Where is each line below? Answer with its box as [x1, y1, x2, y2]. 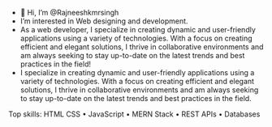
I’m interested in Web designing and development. [19, 16, 188, 26]
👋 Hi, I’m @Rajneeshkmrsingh [19, 8, 119, 17]
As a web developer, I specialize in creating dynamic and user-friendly [19, 25, 256, 34]
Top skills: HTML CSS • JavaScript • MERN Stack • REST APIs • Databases [8, 109, 261, 119]
